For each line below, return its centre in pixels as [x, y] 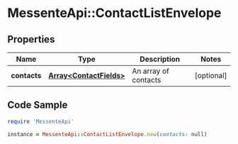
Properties [31, 39]
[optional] [211, 76]
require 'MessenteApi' [41, 121]
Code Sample [38, 105]
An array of [151, 71]
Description [160, 59]
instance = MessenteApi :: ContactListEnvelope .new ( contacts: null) [107, 134]
